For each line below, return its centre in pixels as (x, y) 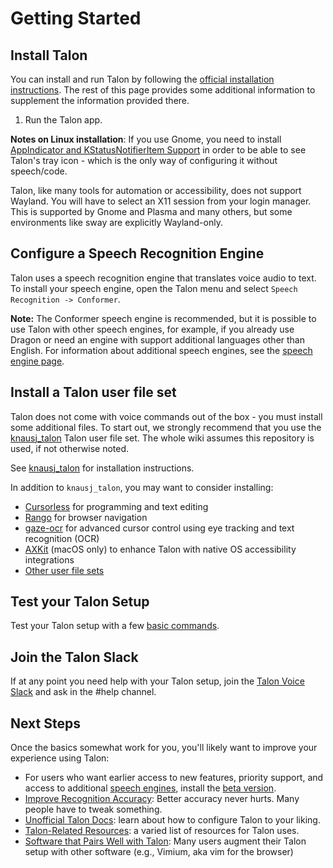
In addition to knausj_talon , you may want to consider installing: (142, 487)
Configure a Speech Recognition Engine (137, 253)
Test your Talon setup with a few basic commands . (115, 626)
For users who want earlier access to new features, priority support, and (174, 778)
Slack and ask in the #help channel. (83, 692)
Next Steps (45, 723)
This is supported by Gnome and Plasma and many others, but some (151, 211)
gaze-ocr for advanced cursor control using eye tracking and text (159, 528)
